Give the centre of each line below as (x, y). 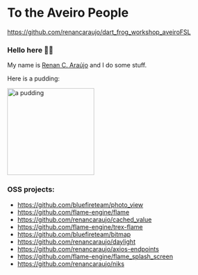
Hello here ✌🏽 (31, 50)
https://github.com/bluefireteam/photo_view (80, 205)
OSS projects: (31, 190)
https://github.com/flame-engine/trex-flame (80, 226)
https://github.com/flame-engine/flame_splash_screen (95, 256)
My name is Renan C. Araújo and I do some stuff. (77, 65)
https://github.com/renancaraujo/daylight (76, 242)
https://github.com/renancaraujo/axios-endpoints (88, 249)
